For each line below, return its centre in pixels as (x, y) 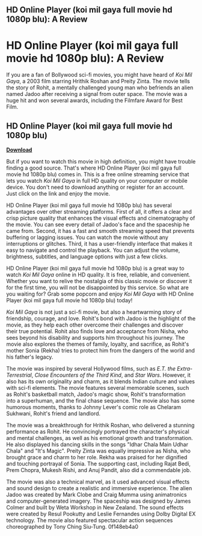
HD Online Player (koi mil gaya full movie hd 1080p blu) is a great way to (95, 269)
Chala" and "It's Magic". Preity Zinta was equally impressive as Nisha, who (99, 451)
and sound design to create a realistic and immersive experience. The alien (99, 488)
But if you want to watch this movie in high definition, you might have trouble (101, 162)
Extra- (185, 369)
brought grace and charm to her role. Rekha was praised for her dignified (97, 458)
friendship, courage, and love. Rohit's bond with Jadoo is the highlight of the (101, 319)
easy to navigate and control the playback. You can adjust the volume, (93, 250)
